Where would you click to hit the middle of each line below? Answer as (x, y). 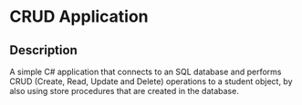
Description (43, 50)
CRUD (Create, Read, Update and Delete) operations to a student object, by (151, 81)
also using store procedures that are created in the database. (124, 91)
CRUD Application (79, 17)
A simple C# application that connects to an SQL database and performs (146, 72)
